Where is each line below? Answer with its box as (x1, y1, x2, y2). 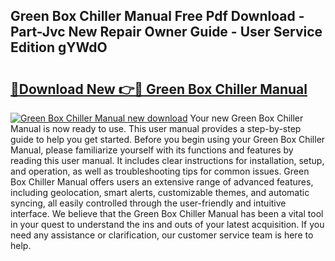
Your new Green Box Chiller (189, 112, 304, 124)
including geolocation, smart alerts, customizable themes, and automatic (10, 187, 310, 198)
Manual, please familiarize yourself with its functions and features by (10, 144, 294, 156)
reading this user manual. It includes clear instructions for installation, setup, (10, 155, 325, 166)
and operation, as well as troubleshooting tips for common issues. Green (10, 165, 310, 177)
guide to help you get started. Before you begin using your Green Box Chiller (10, 134, 326, 145)
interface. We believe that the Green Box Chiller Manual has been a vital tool (10, 208, 324, 219)
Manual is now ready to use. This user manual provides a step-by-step (10, 123, 302, 134)
